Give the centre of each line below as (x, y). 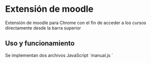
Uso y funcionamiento (40, 44)
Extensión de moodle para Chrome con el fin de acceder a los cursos (76, 23)
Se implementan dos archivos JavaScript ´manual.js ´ (59, 55)
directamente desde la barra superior (43, 28)
